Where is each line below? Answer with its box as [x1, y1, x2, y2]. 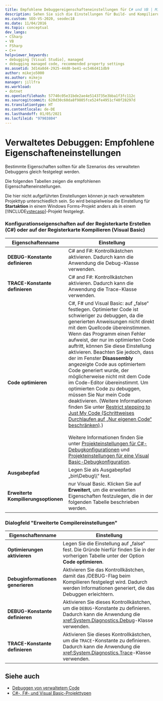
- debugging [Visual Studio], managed [5, 57, 83, 62]
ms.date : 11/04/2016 [5, 20, 47, 26]
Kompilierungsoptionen [7, 496, 63, 502]
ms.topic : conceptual [5, 25, 49, 30]
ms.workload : [5, 84, 32, 89]
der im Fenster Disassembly [68, 355, 133, 361]
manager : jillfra [5, 80, 40, 84]
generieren [7, 581, 34, 588]
